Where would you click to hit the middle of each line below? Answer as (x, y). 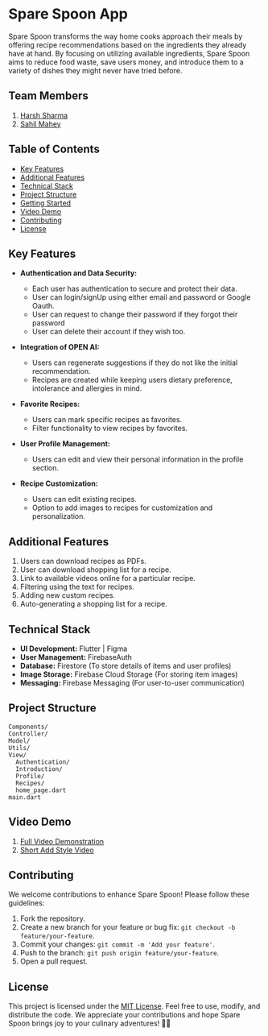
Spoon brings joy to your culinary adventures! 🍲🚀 (90, 1023)
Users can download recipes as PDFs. (83, 562)
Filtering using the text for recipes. (77, 587)
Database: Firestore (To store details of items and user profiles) (126, 666)
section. (45, 468)
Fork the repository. (53, 918)
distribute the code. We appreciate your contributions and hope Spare (124, 1015)
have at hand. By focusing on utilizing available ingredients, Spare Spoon (129, 53)
